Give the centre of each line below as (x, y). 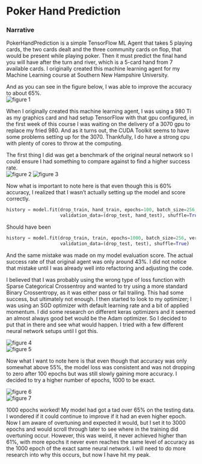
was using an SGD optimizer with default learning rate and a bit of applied (98, 305)
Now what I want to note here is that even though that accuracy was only (97, 361)
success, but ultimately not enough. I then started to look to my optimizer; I (99, 299)
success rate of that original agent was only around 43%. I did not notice (96, 261)
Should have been (29, 227)
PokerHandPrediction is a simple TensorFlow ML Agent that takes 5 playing (99, 43)
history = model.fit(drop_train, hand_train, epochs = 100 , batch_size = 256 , (102, 210)
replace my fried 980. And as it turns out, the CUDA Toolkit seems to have (98, 130)
